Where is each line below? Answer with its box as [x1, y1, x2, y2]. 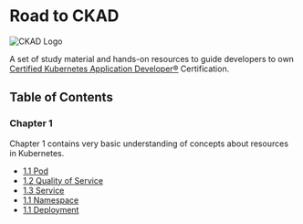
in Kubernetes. [9, 147, 65, 158]
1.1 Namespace [22, 194, 79, 206]
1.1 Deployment [22, 204, 79, 215]
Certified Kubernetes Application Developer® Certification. [9, 63, 230, 74]
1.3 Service [22, 185, 65, 196]
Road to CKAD [9, 5, 120, 27]
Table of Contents [9, 90, 114, 105]
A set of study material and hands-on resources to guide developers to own [9, 53, 295, 64]
